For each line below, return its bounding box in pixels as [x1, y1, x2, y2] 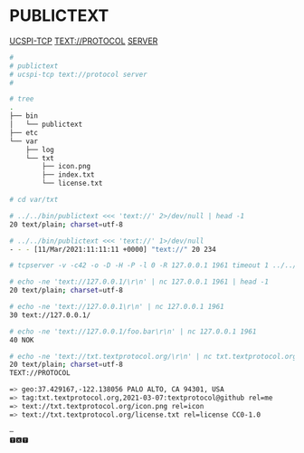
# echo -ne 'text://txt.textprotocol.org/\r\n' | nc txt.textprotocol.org [9, 352, 298, 361]
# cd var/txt [9, 196, 59, 205]
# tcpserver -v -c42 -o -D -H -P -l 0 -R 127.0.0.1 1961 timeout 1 [9, 261, 270, 270]
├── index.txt [42, 170, 95, 179]
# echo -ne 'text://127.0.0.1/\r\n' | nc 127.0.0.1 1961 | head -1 [9, 277, 270, 286]
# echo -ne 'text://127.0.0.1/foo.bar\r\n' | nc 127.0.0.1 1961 [9, 327, 257, 336]
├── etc [9, 128, 39, 137]
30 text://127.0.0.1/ [9, 310, 91, 320]
